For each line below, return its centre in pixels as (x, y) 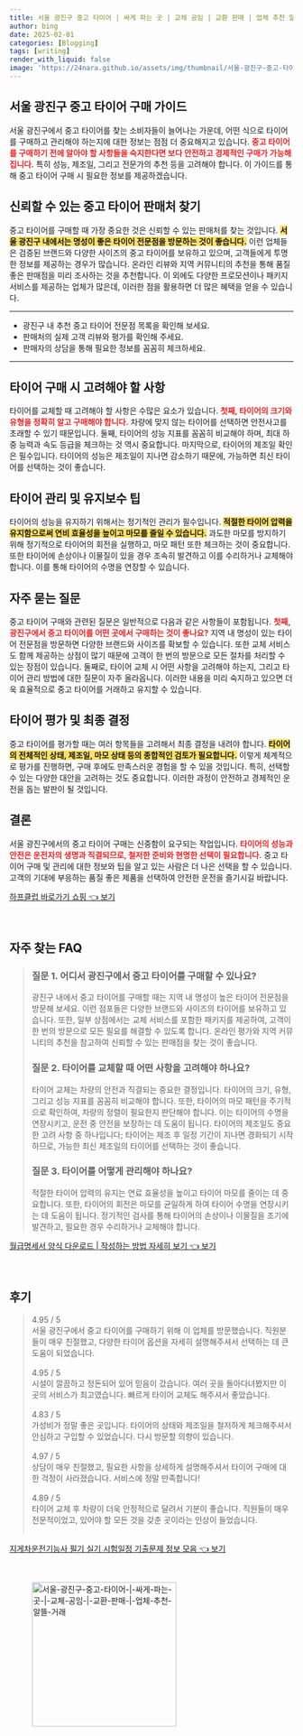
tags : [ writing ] (40, 51)
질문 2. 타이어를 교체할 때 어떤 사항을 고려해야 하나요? (141, 1068)
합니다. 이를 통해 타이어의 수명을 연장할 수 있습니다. (99, 567)
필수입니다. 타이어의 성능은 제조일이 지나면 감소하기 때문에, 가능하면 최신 (146, 456)
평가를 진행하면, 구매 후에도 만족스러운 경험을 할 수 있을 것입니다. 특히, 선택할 (154, 766)
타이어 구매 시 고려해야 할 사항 (87, 388)
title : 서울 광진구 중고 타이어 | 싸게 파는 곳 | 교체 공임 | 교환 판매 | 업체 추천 (147, 18)
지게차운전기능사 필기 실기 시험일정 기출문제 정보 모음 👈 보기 (118, 1548)
